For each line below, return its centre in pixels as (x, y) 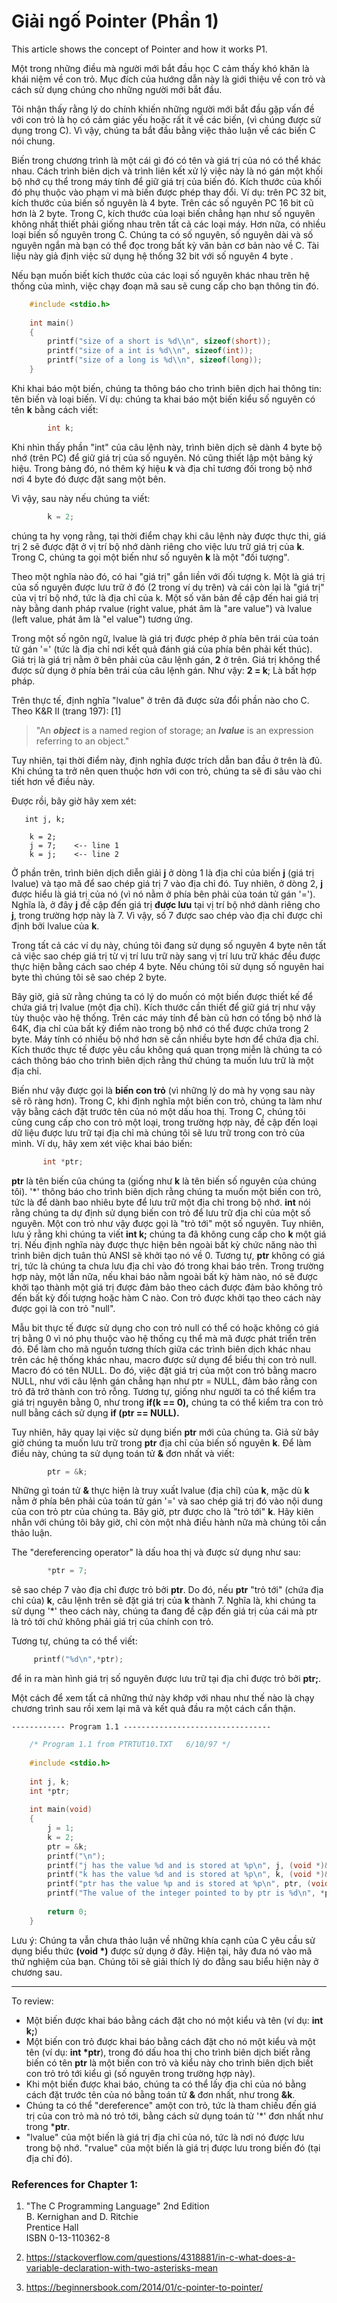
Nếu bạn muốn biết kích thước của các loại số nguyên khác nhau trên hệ (160, 275)
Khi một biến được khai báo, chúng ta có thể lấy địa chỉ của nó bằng (166, 2084)
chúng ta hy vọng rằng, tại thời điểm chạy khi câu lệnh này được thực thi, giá (169, 536)
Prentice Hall (52, 2227)
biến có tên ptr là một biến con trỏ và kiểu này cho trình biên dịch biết (169, 2062)
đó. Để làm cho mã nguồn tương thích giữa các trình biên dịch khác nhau (161, 1349)
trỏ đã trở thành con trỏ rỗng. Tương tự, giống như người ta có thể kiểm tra (163, 1391)
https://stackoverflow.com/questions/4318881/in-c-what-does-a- (160, 2257)
